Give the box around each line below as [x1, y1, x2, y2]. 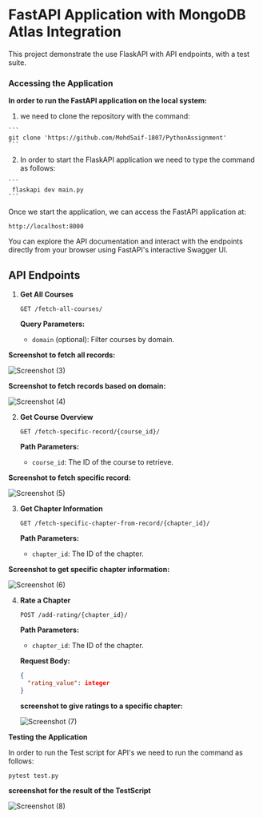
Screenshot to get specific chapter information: [8, 565, 170, 574]
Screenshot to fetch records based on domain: [8, 381, 166, 391]
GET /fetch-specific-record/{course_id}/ [19, 428, 160, 436]
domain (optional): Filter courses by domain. [31, 335, 175, 345]
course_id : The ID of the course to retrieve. [31, 457, 174, 467]
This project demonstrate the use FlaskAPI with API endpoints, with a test [8, 49, 250, 58]
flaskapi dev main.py [11, 186, 84, 194]
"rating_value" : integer [27, 679, 110, 687]
